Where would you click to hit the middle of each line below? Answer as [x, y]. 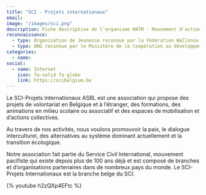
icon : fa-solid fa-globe [49, 75]
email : [15, 18]
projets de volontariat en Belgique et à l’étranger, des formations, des [93, 104]
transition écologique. [34, 142]
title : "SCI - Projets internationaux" [57, 12]
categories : [21, 52]
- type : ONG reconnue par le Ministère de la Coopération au [92, 47]
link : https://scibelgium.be [55, 80]
